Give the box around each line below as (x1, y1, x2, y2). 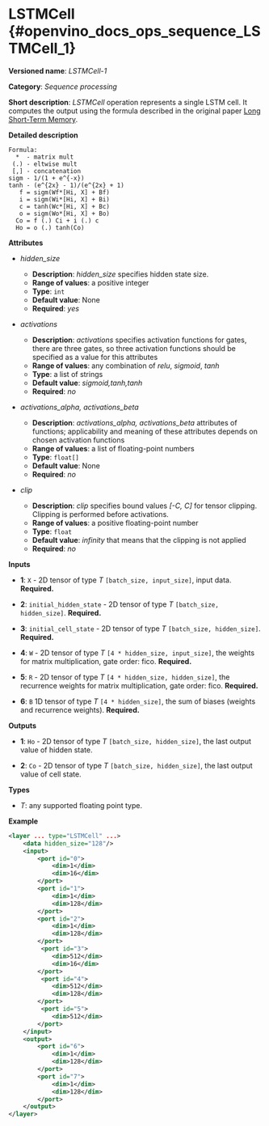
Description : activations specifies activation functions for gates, (32, 335, 247, 345)
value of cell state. (19, 769, 82, 779)
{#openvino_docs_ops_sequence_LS (8, 22, 261, 40)
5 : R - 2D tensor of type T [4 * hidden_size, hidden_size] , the (19, 672, 230, 682)
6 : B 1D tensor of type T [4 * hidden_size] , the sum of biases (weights (19, 696, 256, 706)
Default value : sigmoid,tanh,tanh (32, 378, 143, 387)
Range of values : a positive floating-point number (32, 518, 200, 527)
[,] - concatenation (11, 167, 82, 175)
